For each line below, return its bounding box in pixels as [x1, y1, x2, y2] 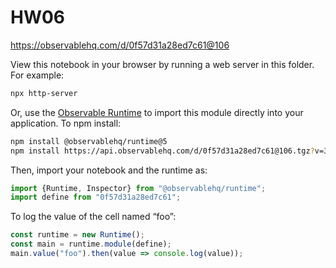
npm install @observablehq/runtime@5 [10, 136, 168, 146]
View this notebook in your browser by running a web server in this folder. [10, 58, 315, 70]
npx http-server [10, 88, 78, 98]
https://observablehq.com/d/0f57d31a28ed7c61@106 [10, 39, 230, 51]
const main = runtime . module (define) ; [10, 239, 172, 250]
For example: [10, 69, 65, 81]
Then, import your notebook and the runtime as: [10, 164, 208, 176]
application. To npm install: [10, 117, 122, 129]
